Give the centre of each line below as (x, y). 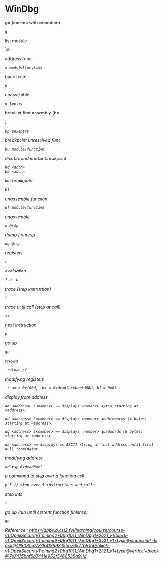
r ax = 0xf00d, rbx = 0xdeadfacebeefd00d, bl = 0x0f (62, 388)
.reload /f (16, 370)
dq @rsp (13, 244)
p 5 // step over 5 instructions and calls (50, 485)
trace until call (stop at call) (33, 307)
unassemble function (26, 199)
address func (18, 58)
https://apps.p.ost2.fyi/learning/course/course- (77, 530)
